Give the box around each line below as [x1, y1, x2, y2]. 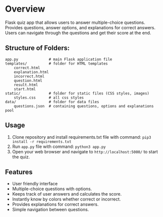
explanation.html [14, 70, 49, 74]
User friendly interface [12, 181, 58, 187]
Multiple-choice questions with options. [12, 186, 92, 192]
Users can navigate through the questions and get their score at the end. [5, 30, 151, 36]
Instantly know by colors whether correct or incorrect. [12, 196, 121, 202]
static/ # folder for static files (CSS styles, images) [5, 91, 150, 96]
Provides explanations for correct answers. [12, 201, 99, 207]
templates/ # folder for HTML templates [5, 61, 108, 66]
